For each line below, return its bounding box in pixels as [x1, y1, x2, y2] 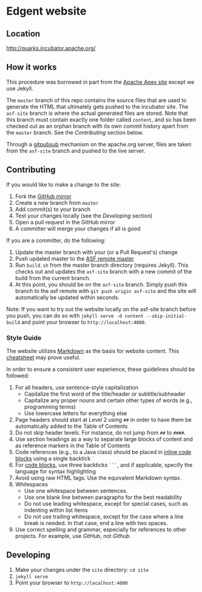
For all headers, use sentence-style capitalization [15, 384, 138, 391]
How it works [6, 62, 57, 72]
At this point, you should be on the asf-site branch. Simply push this [15, 281, 188, 288]
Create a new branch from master [15, 199, 99, 206]
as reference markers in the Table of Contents [15, 442, 130, 449]
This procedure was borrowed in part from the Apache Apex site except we [6, 78, 195, 86]
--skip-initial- [146, 313, 187, 319]
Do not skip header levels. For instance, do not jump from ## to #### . [15, 429, 186, 436]
